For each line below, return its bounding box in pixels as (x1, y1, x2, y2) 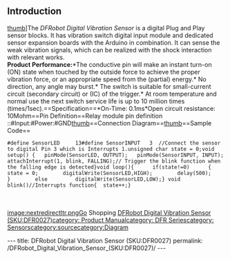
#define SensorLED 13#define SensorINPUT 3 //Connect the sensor (7, 139, 221, 147)
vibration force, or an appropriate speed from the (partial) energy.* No (7, 75, 207, 83)
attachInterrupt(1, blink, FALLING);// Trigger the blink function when (7, 158, 221, 165)
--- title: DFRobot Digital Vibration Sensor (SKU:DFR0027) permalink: (7, 236, 204, 245)
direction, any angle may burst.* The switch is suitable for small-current (7, 82, 212, 90)
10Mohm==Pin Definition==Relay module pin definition (7, 112, 163, 120)
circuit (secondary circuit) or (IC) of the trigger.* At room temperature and (7, 90, 218, 98)
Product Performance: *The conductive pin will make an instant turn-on (7, 60, 212, 68)
